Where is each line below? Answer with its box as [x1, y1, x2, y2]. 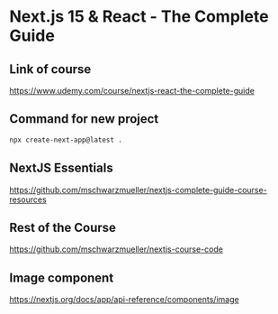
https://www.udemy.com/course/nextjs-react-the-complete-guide [9, 86, 255, 96]
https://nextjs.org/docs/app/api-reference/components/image [9, 294, 240, 305]
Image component [9, 270, 114, 285]
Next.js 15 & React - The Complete [9, 6, 269, 27]
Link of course [9, 61, 92, 77]
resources [9, 194, 47, 205]
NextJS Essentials [9, 161, 114, 176]
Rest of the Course [9, 219, 117, 235]
